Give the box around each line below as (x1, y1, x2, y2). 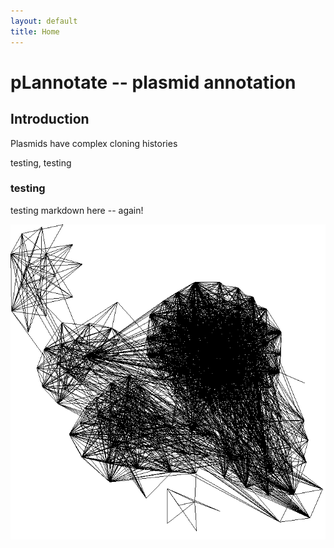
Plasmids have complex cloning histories (10, 137, 178, 149)
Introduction (10, 111, 90, 128)
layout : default (10, 16, 78, 26)
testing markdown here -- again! (10, 204, 144, 216)
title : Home (10, 26, 60, 37)
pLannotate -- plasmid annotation (10, 71, 297, 94)
